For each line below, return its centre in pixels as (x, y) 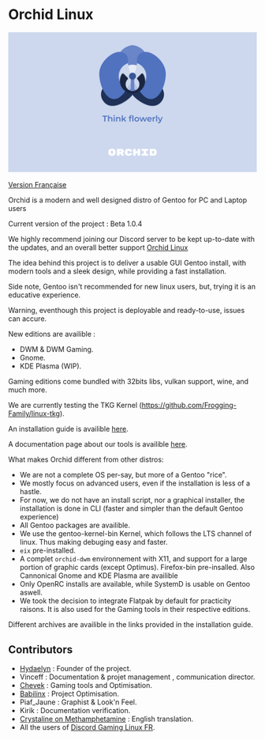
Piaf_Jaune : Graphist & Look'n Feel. (78, 702)
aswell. (31, 593)
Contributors (41, 649)
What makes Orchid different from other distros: (86, 459)
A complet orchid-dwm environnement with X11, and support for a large (133, 559)
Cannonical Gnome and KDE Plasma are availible (99, 576)
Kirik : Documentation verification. (75, 711)
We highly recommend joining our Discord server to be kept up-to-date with (131, 240)
